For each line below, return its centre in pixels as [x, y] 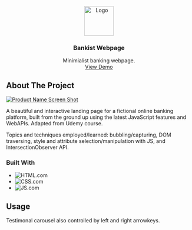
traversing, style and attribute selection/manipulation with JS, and [86, 141]
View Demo [99, 67]
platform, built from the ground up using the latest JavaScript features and [96, 117]
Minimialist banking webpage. [99, 61]
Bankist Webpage [99, 48]
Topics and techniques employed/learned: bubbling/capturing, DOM [89, 135]
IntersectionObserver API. [37, 148]
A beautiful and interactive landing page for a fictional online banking [90, 111]
